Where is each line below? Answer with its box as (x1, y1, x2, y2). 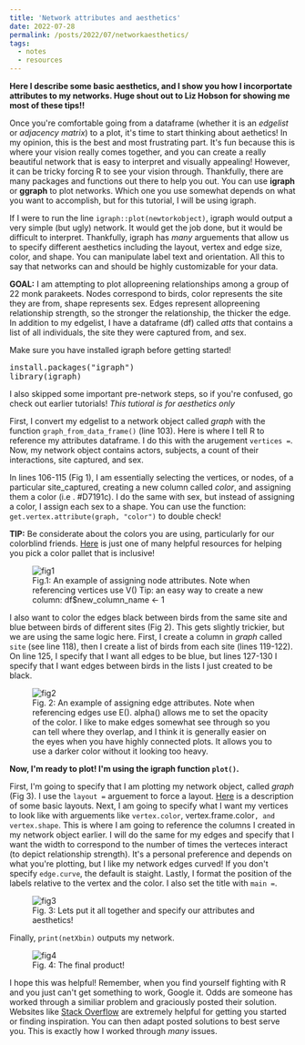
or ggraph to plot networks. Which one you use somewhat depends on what (9, 186, 296, 196)
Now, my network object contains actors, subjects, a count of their (9, 445, 259, 455)
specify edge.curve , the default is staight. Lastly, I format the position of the (9, 868, 292, 878)
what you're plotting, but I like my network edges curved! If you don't (9, 858, 269, 869)
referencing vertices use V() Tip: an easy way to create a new (32, 584, 264, 595)
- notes (17, 47, 47, 56)
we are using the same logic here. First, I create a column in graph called (9, 632, 282, 642)
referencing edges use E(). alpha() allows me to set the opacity (32, 707, 269, 717)
